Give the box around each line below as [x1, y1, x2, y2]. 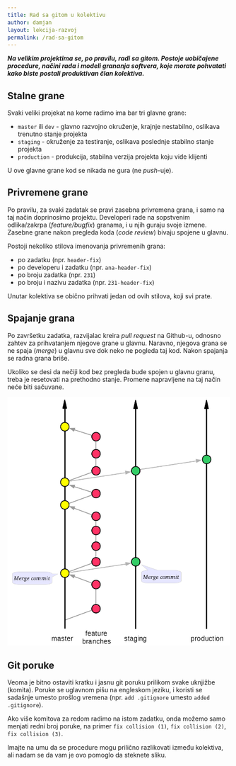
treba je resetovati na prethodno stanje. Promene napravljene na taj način [7, 375, 221, 383]
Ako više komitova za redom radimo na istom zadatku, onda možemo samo [7, 714, 226, 723]
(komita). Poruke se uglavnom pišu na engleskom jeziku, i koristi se [7, 686, 203, 694]
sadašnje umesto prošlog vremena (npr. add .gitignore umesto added [7, 693, 211, 702]
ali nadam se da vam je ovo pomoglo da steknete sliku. [7, 751, 167, 760]
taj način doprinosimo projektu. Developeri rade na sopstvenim [7, 213, 191, 221]
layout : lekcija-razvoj [7, 26, 78, 33]
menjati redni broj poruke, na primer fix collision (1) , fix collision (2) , [7, 722, 227, 731]
